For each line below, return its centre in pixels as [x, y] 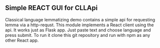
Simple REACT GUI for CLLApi [52, 8]
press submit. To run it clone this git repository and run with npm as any [78, 35]
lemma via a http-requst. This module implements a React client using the [80, 25]
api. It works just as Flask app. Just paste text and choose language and [78, 30]
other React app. [22, 40]
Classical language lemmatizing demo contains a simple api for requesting [80, 19]
